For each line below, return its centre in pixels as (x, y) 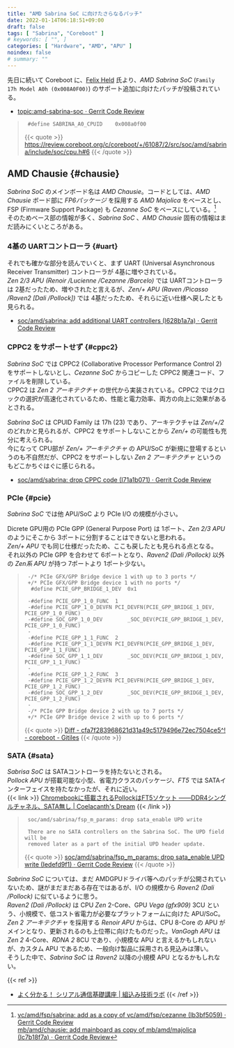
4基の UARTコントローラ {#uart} (63, 246)
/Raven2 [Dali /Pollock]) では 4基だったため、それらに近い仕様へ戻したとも (115, 298)
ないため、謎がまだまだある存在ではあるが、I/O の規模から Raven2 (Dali (111, 888)
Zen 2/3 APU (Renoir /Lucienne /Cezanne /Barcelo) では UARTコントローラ (115, 280)
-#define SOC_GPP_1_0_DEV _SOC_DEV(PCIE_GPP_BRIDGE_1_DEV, (126, 620)
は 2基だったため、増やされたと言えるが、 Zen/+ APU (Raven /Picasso (108, 289)
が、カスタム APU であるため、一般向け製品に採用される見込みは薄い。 (110, 949)
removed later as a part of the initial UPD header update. (117, 844)
